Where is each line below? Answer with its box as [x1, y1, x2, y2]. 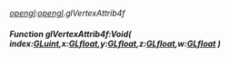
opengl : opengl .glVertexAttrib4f [9, 8, 125, 18]
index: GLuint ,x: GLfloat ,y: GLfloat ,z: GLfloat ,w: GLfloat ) [9, 38, 221, 49]
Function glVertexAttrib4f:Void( [9, 28, 132, 39]
